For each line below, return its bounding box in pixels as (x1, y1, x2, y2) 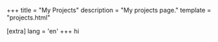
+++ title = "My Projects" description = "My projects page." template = (6, 6, 212, 14)
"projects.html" (6, 13, 51, 22)
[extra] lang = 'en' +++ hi (6, 27, 79, 35)
